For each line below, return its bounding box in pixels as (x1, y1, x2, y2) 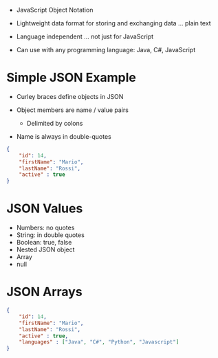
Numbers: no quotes (16, 223, 75, 232)
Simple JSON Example (6, 70, 137, 85)
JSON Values (6, 201, 83, 216)
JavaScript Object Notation (16, 6, 94, 14)
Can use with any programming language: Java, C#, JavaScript (16, 46, 196, 54)
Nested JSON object (16, 245, 75, 254)
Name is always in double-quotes (16, 132, 111, 140)
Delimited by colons (26, 119, 83, 127)
